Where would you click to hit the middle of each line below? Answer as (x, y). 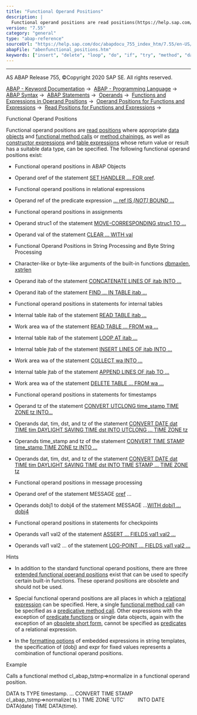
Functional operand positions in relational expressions (80, 189)
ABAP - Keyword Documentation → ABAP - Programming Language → (92, 88)
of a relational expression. (46, 629)
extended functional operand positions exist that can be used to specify (101, 574)
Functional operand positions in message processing (78, 482)
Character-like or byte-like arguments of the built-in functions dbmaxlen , (102, 263)
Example (17, 664)
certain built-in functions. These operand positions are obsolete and (97, 580)
